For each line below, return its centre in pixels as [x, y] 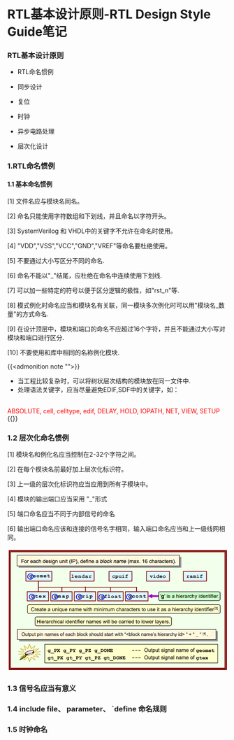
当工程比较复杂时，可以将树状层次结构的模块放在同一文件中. [104, 380]
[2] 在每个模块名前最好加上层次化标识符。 [67, 469]
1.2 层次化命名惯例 [38, 438]
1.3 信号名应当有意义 [42, 688]
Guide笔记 [37, 32]
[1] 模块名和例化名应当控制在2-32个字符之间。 [74, 454]
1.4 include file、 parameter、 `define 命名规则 [87, 709]
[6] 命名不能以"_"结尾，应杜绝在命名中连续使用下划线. [85, 275]
